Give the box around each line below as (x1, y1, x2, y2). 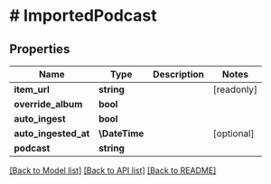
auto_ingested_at (14, 127, 90, 140)
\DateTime (98, 127, 145, 140)
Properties (9, 41, 70, 57)
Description (153, 69, 205, 80)
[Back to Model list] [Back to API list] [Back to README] (9, 165, 217, 176)
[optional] (212, 127, 255, 140)
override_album (14, 98, 83, 110)
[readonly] (212, 83, 258, 96)
